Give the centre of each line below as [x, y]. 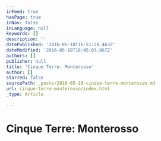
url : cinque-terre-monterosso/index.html [58, 89]
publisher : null [26, 61]
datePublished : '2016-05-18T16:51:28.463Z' [61, 45]
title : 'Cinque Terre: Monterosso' [50, 67]
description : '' [26, 39]
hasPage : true [24, 17]
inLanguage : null [28, 28]
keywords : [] [22, 34]
